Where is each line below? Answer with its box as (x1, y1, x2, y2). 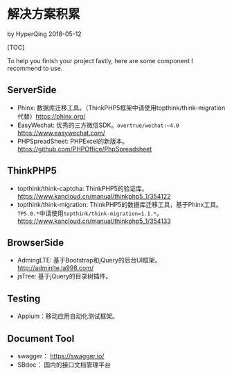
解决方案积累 (7, 6, 81, 22)
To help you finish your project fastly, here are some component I (7, 56, 194, 65)
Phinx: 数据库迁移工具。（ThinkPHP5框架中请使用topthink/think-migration (17, 103, 226, 112)
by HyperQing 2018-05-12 (7, 29, 82, 38)
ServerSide (7, 84, 57, 96)
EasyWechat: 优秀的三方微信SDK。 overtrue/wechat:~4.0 (17, 121, 179, 129)
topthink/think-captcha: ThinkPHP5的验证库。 (17, 184, 148, 192)
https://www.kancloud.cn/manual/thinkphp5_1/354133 (17, 217, 171, 225)
